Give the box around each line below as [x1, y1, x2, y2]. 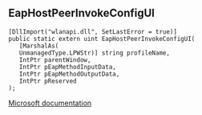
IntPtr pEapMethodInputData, [18, 63, 116, 71]
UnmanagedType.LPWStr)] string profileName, [18, 48, 171, 57]
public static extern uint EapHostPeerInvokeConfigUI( [8, 35, 196, 43]
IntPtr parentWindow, [18, 55, 91, 64]
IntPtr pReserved [18, 76, 78, 85]
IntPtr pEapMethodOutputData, [18, 70, 120, 78]
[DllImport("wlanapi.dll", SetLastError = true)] [8, 27, 178, 35]
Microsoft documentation [8, 98, 92, 108]
